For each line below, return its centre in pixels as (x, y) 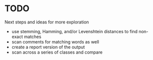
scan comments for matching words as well (55, 41)
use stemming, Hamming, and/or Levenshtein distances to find (75, 31)
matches (33, 37)
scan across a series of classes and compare (57, 52)
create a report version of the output (48, 47)
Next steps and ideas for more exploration (47, 22)
